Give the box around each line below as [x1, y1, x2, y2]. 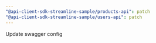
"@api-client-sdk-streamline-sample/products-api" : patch [5, 8, 150, 15]
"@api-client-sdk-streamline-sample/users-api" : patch [5, 14, 143, 20]
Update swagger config [5, 30, 63, 37]
